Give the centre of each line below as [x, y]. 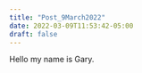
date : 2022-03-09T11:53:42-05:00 [71, 26]
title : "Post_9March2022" [57, 17]
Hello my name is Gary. [52, 60]
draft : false [33, 34]
